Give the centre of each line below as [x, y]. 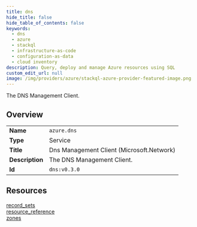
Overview [25, 114]
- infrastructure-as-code [44, 51]
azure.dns [63, 130]
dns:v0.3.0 [64, 169]
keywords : [19, 28]
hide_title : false [29, 17]
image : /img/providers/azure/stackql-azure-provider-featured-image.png [99, 78]
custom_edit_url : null [34, 73]
